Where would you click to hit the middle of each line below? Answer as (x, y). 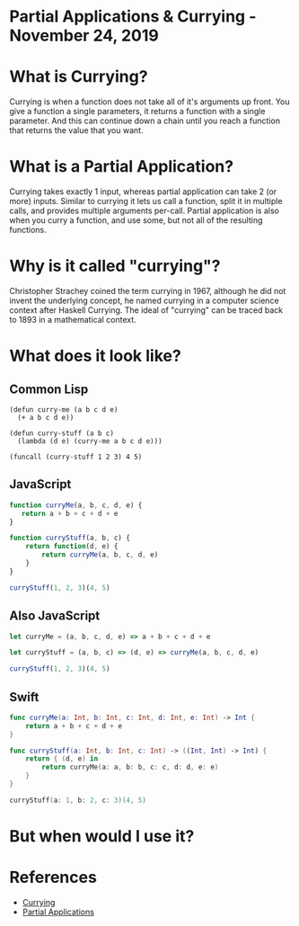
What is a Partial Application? (122, 167)
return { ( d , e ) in (62, 759)
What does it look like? (95, 356)
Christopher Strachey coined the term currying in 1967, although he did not (148, 291)
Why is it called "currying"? (115, 266)
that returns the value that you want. (76, 130)
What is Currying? (79, 77)
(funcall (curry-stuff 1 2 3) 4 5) (76, 457)
